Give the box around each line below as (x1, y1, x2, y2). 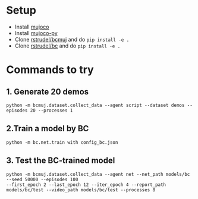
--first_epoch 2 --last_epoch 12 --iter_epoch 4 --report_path (6, 182, 166, 188)
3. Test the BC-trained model (6, 156, 115, 166)
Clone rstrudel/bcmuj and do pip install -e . (14, 36, 130, 43)
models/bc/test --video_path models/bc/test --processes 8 (6, 187, 156, 193)
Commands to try (6, 63, 94, 77)
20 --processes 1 (30, 108, 73, 113)
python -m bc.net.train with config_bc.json (6, 139, 118, 146)
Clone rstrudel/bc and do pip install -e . (14, 42, 121, 49)
